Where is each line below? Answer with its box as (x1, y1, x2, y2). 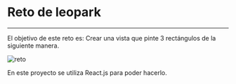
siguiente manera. (7, 41, 60, 50)
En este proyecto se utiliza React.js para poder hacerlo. (7, 68, 167, 77)
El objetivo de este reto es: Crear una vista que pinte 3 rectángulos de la (7, 34, 216, 42)
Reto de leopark (7, 4, 102, 20)
